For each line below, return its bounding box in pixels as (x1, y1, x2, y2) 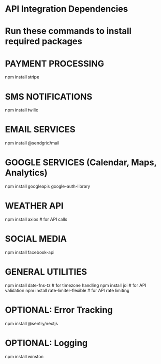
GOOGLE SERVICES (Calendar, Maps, (5, 157, 157, 168)
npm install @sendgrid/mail (5, 140, 59, 146)
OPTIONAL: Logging (5, 338, 88, 348)
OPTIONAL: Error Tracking (5, 304, 113, 316)
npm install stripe (5, 74, 40, 80)
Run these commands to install (5, 26, 132, 37)
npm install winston (5, 353, 44, 359)
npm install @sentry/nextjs (5, 320, 58, 326)
